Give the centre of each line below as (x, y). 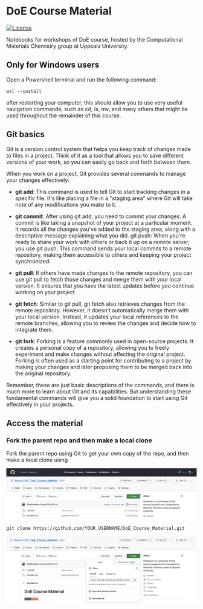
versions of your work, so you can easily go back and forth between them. (99, 162)
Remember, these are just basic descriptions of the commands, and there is (100, 385)
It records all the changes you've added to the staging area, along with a (105, 229)
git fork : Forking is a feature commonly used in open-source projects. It (104, 341)
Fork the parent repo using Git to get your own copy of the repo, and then (98, 454)
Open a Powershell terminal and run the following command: (82, 79)
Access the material (45, 423)
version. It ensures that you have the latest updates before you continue (105, 286)
